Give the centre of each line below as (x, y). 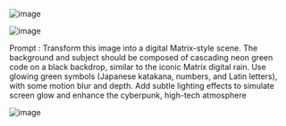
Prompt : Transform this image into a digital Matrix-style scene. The (134, 48)
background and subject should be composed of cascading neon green (141, 57)
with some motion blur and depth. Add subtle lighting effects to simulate (142, 86)
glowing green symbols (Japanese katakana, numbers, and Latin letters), (143, 76)
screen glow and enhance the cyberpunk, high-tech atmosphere (128, 95)
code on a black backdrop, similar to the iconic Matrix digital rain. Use (138, 67)
